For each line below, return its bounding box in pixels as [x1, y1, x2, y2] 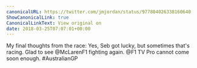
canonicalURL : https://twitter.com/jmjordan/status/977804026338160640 [6, 8, 191, 15]
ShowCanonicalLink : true [6, 14, 69, 20]
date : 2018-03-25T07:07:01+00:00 [6, 25, 91, 32]
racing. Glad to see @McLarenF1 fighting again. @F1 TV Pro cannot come [6, 49, 190, 56]
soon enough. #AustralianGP [6, 55, 78, 62]
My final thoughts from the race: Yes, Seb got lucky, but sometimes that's [6, 42, 190, 49]
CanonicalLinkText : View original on [6, 20, 102, 26]
